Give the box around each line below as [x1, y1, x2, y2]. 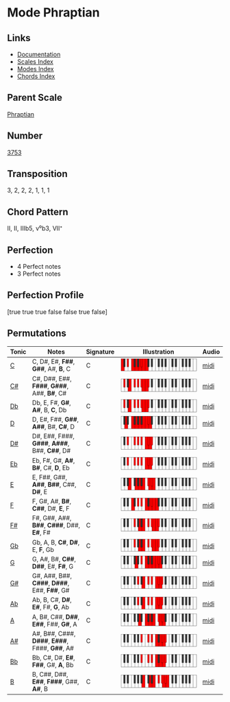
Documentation [16, 50, 61, 58]
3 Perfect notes [16, 269, 62, 278]
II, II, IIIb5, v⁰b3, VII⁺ [7, 224, 63, 232]
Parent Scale [7, 92, 63, 104]
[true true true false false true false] [7, 307, 108, 316]
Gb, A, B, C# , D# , [31, 538, 80, 546]
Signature [86, 348, 115, 356]
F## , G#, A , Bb [31, 661, 74, 669]
